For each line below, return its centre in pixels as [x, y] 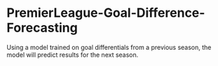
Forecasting [42, 28]
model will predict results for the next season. [73, 55]
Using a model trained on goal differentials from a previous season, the [109, 47]
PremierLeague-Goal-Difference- [106, 13]
